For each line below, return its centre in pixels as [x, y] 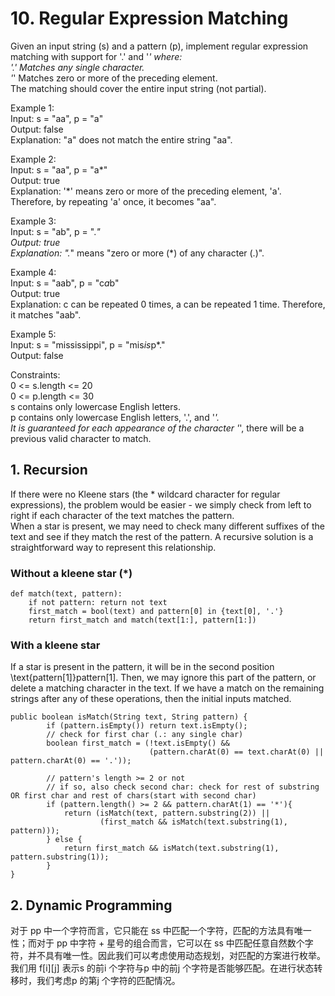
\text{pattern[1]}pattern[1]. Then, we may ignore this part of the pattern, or [163, 678]
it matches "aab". [46, 314]
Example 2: [33, 159]
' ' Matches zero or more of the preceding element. [114, 78]
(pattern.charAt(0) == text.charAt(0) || [236, 752]
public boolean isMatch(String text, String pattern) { [129, 717]
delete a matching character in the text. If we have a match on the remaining [167, 688]
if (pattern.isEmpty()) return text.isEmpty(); [147, 726]
